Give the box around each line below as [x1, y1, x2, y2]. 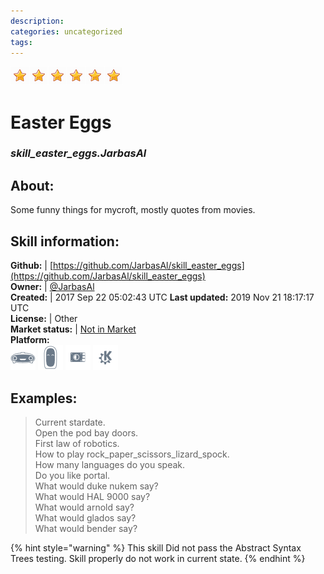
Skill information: [10, 233, 120, 250]
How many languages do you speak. [34, 458, 186, 470]
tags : [10, 37, 33, 47]
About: [10, 177, 55, 194]
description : [10, 16, 65, 26]
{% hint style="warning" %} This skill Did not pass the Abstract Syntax [10, 541, 302, 554]
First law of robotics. [34, 437, 120, 449]
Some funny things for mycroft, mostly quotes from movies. [10, 204, 256, 216]
